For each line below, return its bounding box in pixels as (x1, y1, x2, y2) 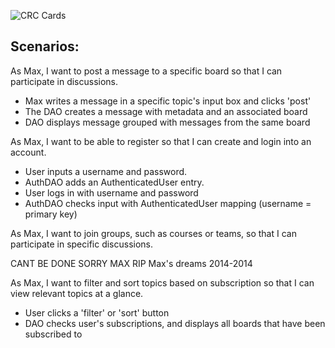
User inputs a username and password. (24, 165, 188, 177)
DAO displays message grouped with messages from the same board (24, 116, 311, 128)
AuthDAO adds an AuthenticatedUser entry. (24, 176, 205, 188)
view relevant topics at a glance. (10, 287, 144, 299)
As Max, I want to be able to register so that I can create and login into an (10, 135, 312, 147)
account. (10, 146, 47, 158)
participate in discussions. (10, 75, 119, 87)
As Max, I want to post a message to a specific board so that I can (10, 65, 283, 77)
